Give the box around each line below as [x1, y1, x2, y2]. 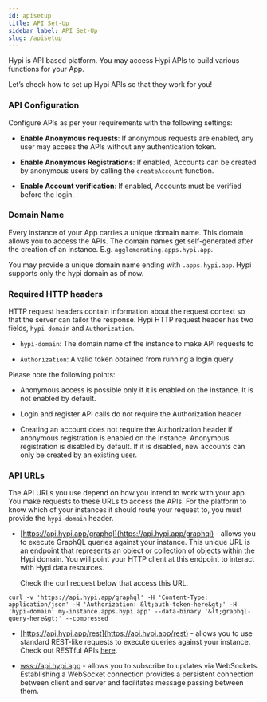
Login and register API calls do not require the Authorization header [19, 409, 241, 419]
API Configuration [8, 100, 80, 111]
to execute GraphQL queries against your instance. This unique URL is [19, 538, 251, 547]
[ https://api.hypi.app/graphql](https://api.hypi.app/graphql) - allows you [19, 529, 257, 538]
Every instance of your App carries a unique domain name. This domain [8, 227, 244, 237]
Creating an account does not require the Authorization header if [19, 424, 233, 435]
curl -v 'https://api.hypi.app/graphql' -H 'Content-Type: [8, 594, 209, 602]
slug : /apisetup [8, 34, 62, 42]
